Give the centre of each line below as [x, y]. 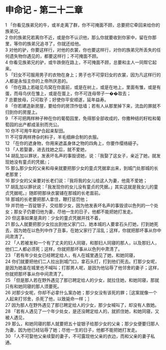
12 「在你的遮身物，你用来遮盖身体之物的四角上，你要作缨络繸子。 [73, 143]
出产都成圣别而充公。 [40, 124]
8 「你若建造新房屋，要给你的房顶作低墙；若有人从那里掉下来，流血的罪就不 [83, 106]
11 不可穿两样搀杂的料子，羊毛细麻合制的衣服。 [53, 137]
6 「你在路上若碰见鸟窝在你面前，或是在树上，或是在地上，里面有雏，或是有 [83, 87]
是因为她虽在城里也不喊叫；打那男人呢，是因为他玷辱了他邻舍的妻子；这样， [83, 267]
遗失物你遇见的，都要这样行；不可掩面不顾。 [55, 56]
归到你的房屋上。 [23, 112]
